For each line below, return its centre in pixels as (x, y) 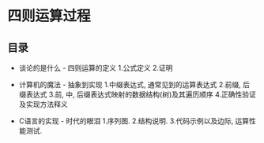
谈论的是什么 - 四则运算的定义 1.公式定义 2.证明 (96, 68)
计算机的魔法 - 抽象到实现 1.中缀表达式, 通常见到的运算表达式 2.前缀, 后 (134, 84)
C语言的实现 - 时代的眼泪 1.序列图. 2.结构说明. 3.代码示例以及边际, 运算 (134, 121)
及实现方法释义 (43, 104)
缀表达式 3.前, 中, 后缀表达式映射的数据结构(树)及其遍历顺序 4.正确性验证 (137, 94)
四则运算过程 (49, 16)
